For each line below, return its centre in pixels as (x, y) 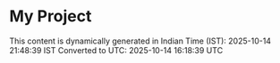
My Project (51, 16)
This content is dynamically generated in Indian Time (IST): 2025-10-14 (140, 41)
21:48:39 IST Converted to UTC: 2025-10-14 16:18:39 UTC (116, 50)
